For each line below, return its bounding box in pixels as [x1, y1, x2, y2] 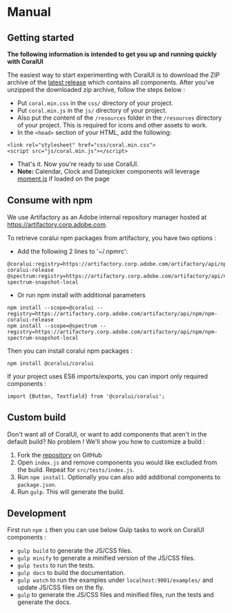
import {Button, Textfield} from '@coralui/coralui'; [7, 392, 166, 400]
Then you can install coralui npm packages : [7, 347, 133, 355]
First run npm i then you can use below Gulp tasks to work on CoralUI [7, 526, 205, 534]
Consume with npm [7, 194, 93, 206]
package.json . [17, 480, 57, 488]
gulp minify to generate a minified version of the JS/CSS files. [17, 554, 195, 562]
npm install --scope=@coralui [7, 304, 95, 311]
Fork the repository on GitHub [17, 450, 102, 459]
